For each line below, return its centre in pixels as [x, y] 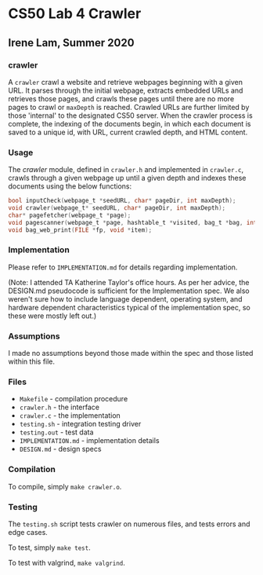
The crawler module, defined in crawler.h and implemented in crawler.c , [126, 170]
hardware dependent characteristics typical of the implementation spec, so [129, 307]
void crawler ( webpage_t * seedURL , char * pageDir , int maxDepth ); [117, 208]
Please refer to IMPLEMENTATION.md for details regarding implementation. [123, 267]
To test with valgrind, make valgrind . [67, 563]
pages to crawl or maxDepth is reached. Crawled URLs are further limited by [129, 107]
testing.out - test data [56, 432]
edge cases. [28, 533]
